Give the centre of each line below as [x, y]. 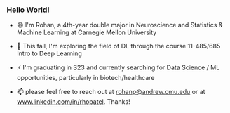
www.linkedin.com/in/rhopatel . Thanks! [73, 102]
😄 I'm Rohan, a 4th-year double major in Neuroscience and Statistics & [120, 25]
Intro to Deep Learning [49, 53]
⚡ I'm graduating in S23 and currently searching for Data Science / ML [118, 67]
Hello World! [28, 10]
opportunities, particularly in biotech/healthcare [86, 78]
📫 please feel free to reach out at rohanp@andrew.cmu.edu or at [111, 92]
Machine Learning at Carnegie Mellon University [87, 32]
